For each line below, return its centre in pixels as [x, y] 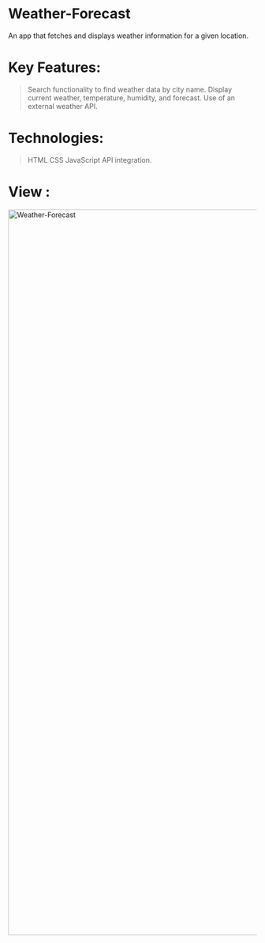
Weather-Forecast [69, 14]
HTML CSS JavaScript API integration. [90, 160]
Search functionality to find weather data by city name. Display [130, 89]
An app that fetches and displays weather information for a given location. [129, 36]
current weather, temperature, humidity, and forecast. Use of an [131, 98]
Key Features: [54, 68]
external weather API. [63, 106]
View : [29, 192]
